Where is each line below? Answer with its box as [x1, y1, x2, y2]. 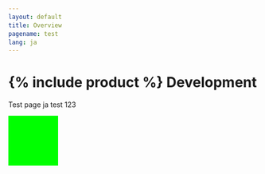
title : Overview [8, 21, 62, 30]
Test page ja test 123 [8, 100, 76, 109]
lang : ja [8, 38, 37, 46]
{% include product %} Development [8, 73, 257, 92]
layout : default [8, 13, 62, 21]
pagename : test [8, 30, 59, 38]
